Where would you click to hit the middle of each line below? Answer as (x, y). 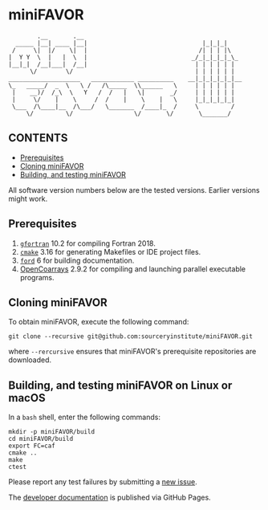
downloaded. (30, 360)
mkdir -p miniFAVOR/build (51, 432)
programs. (37, 277)
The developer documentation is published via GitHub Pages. (110, 498)
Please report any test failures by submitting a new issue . (103, 482)
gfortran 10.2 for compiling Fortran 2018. (88, 243)
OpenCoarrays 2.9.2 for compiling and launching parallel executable (133, 269)
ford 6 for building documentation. (77, 260)
